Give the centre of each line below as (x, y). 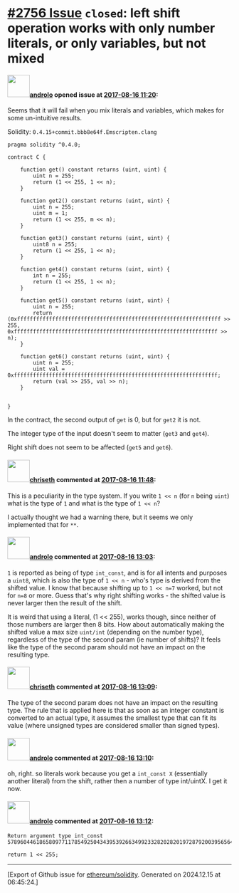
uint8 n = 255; (55, 245)
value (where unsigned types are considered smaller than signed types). (113, 725)
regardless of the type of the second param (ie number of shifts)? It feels (114, 639)
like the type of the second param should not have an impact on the (107, 647)
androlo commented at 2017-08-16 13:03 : (92, 557)
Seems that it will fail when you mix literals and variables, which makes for (116, 110)
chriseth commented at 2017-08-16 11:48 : (93, 479)
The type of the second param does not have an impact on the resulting (113, 703)
